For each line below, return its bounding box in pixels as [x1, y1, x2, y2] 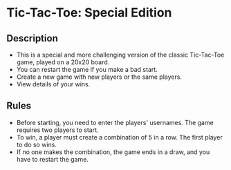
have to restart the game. [16, 155, 89, 163]
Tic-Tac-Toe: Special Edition [6, 5, 172, 21]
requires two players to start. [16, 126, 99, 134]
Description [6, 32, 58, 44]
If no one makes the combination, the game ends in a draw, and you [16, 147, 210, 156]
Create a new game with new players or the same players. [16, 73, 183, 81]
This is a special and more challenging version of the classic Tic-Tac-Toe [16, 50, 225, 59]
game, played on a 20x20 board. [16, 58, 110, 66]
